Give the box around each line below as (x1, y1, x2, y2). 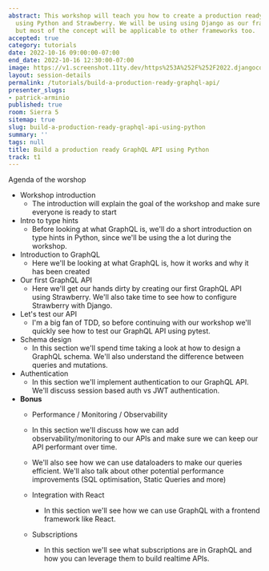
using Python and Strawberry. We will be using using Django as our (15, 19, 249, 27)
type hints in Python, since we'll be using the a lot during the (31, 233, 232, 242)
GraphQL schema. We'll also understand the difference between (31, 352, 244, 361)
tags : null (8, 138, 45, 146)
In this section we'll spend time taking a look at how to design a (31, 343, 241, 353)
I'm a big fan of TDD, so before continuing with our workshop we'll (31, 317, 251, 328)
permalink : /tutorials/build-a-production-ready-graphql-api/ (8, 78, 220, 86)
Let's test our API (19, 309, 78, 319)
